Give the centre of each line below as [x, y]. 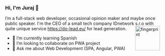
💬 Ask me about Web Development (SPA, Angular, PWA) [69, 49]
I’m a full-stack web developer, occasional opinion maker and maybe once [80, 19]
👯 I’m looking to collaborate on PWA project [56, 43]
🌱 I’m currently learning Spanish [44, 38]
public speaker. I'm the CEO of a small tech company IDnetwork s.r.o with [79, 23]
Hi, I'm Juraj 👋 [22, 8]
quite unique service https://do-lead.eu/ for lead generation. [66, 29]
